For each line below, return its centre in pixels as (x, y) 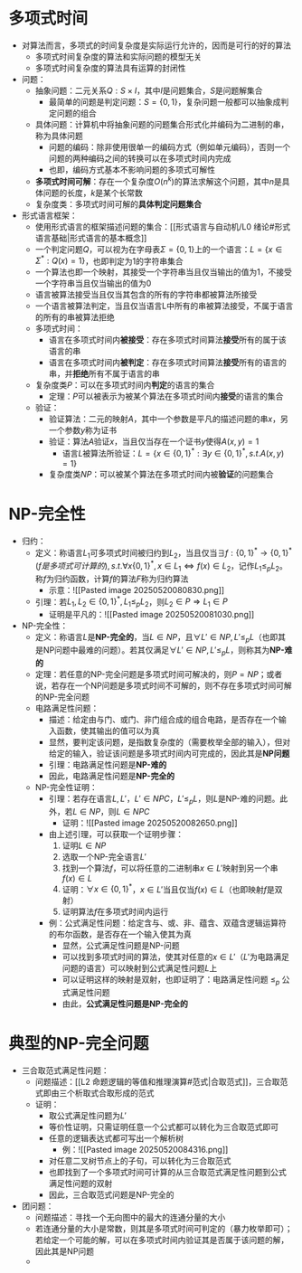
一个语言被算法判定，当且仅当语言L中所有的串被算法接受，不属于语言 (164, 306)
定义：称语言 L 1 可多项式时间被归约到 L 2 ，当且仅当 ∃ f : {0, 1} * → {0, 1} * (164, 553)
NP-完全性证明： (66, 787)
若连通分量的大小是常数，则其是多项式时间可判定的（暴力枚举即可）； (164, 1228)
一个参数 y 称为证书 (83, 430)
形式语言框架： (49, 215)
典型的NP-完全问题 (79, 1044)
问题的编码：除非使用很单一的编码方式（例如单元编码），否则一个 (170, 146)
